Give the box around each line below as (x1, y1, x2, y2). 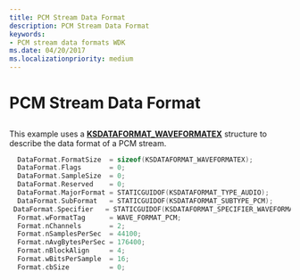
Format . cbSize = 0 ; (17, 262, 126, 272)
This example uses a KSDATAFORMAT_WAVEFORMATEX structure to (9, 128, 268, 139)
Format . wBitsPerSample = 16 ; (17, 255, 129, 264)
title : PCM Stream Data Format (9, 12, 126, 22)
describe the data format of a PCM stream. (9, 137, 167, 148)
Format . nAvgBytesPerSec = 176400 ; (17, 238, 146, 247)
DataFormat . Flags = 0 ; (17, 163, 126, 172)
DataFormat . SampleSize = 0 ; (17, 171, 126, 181)
